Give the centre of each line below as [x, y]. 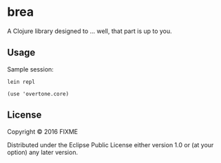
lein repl [21, 82]
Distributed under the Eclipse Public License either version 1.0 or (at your [110, 144]
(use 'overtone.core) [38, 94]
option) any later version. [42, 152]
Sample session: [30, 69]
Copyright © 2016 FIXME [43, 131]
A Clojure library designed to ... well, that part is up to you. [90, 31]
